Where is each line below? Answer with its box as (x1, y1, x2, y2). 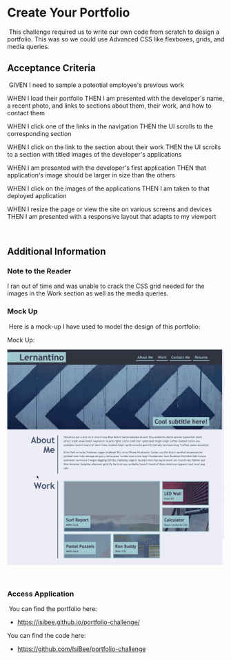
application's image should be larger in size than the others (7, 171, 176, 179)
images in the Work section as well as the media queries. (7, 289, 169, 298)
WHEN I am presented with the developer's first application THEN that (7, 164, 207, 172)
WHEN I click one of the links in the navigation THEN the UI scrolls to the (7, 122, 214, 130)
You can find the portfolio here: (8, 605, 98, 613)
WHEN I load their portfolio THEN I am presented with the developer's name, (7, 94, 225, 102)
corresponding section (7, 129, 72, 137)
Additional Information (7, 246, 106, 258)
